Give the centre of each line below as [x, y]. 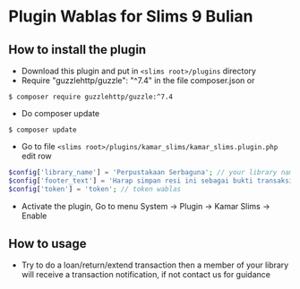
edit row [37, 156]
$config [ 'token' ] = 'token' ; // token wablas [94, 189]
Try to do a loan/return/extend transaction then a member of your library [155, 265]
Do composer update [60, 113]
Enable [34, 216]
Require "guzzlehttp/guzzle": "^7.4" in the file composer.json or [138, 81]
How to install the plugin [77, 50]
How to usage [47, 244]
